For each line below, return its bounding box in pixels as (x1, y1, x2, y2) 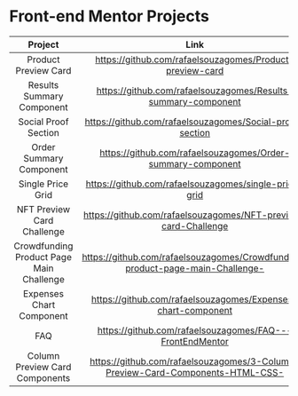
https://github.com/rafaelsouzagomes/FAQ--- (97, 324, 293, 337)
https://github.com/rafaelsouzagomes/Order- (99, 147, 291, 159)
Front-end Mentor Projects (9, 6, 210, 27)
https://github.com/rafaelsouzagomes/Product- (95, 53, 295, 66)
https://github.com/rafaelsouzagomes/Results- (96, 84, 294, 97)
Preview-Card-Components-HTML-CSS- (106, 366, 285, 378)
